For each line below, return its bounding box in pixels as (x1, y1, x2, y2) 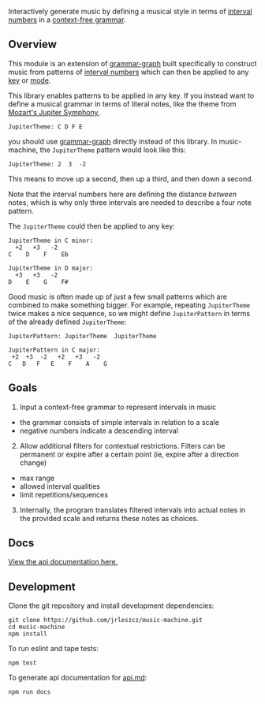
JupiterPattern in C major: (8, 346, 101, 354)
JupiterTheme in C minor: (8, 237, 93, 244)
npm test (8, 659, 37, 667)
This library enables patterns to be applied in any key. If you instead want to (8, 91, 255, 100)
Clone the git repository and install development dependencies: (8, 601, 215, 610)
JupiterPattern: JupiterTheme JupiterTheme (8, 332, 157, 340)
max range (19, 473, 55, 482)
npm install (8, 630, 47, 638)
